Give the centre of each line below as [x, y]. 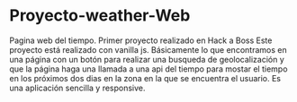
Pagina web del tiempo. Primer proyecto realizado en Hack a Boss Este [141, 40]
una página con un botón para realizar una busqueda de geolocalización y [147, 59]
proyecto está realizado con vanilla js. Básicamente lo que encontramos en [148, 49]
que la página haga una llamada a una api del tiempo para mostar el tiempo [148, 69]
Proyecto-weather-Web [100, 16]
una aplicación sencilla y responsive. [77, 88]
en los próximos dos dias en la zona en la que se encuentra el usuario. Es [145, 78]
